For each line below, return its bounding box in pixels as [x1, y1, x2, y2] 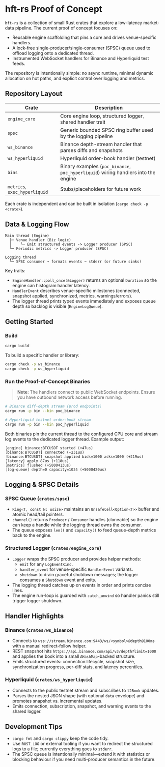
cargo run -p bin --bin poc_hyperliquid [5, 422, 89, 427]
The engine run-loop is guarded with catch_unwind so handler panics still [12, 592, 160, 598]
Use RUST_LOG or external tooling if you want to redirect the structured [12, 741, 153, 747]
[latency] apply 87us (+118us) [5, 458, 69, 463]
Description [95, 104, 123, 111]
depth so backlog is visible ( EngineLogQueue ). [12, 303, 103, 309]
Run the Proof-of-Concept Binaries [5, 378, 90, 384]
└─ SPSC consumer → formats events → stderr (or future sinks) [9, 259, 141, 264]
